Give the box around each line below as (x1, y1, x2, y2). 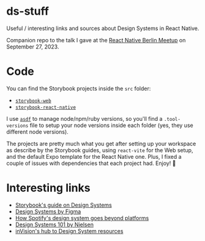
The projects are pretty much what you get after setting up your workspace (6, 140, 196, 147)
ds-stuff (6, 4, 49, 18)
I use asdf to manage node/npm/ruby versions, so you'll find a (6, 115, 163, 122)
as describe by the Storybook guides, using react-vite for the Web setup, (6, 146, 193, 154)
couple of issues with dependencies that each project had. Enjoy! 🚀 (6, 159, 176, 167)
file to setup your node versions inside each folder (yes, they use (29, 121, 194, 129)
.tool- (163, 116, 181, 122)
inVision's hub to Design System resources (15, 227, 124, 234)
